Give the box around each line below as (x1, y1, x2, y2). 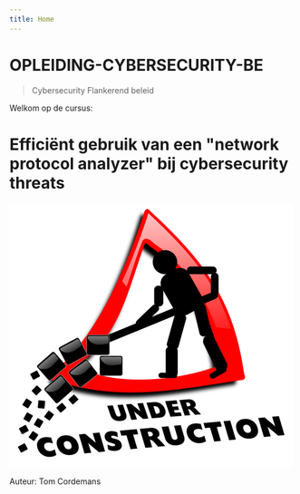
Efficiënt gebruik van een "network (9, 134, 279, 154)
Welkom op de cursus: (9, 102, 93, 113)
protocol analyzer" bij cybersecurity (9, 153, 289, 174)
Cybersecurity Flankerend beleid (31, 84, 154, 95)
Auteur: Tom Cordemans (9, 476, 102, 487)
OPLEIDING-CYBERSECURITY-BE (9, 54, 265, 75)
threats (9, 172, 65, 193)
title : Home (9, 15, 54, 24)
